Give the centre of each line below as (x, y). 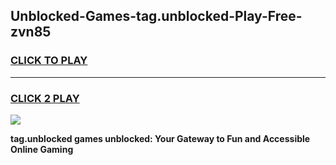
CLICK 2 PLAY (45, 98)
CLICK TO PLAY (49, 61)
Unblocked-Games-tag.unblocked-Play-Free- (156, 16)
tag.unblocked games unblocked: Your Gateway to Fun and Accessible (160, 138)
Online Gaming (42, 149)
